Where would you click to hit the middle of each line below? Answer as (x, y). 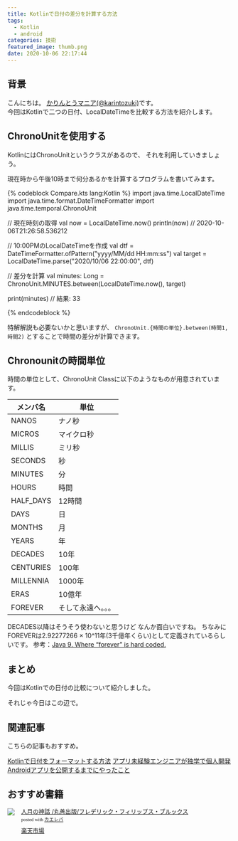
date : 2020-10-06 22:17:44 (47, 54)
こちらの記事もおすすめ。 (45, 746)
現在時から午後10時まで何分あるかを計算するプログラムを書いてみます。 (113, 179)
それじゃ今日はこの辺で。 (45, 703)
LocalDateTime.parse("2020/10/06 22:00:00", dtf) (81, 261)
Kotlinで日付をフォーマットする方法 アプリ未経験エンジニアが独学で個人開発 (119, 761)
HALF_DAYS (31, 501)
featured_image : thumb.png (47, 47)
